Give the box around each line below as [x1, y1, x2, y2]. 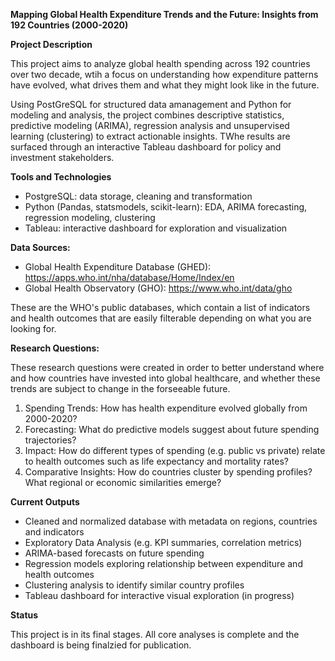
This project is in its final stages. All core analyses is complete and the [10, 629, 300, 640]
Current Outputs [10, 496, 80, 508]
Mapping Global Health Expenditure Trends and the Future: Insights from [10, 9, 319, 20]
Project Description [10, 39, 93, 50]
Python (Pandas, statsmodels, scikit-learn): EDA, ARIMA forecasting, [24, 201, 308, 213]
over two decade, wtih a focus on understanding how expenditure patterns [10, 69, 319, 80]
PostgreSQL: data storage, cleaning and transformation [24, 190, 253, 202]
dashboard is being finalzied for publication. [10, 639, 192, 651]
